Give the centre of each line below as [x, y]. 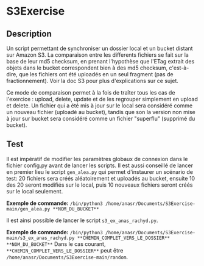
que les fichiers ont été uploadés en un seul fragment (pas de [96, 74]
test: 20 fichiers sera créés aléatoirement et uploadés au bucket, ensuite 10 [101, 178]
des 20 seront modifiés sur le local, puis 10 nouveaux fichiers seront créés [100, 185]
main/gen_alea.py [28, 209]
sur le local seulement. [35, 191]
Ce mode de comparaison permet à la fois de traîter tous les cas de [91, 92]
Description [29, 34]
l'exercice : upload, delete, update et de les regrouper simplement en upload [102, 99]
